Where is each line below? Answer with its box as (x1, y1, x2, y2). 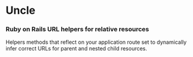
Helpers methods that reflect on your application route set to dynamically (5, 38, 187, 46)
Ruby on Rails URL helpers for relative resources (5, 25, 150, 34)
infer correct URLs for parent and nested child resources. (5, 45, 148, 52)
